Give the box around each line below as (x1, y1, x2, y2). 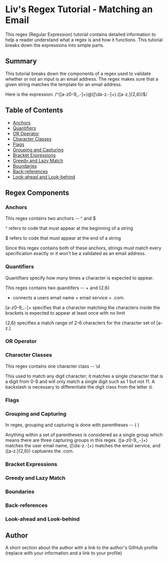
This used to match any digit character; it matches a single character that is (5, 373, 163, 379)
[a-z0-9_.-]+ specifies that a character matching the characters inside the (5, 304, 160, 311)
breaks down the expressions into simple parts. (5, 42, 105, 48)
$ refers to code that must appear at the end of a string (5, 235, 121, 241)
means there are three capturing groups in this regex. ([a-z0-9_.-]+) (5, 437, 148, 443)
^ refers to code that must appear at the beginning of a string (5, 225, 133, 232)
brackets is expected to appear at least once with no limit (5, 310, 126, 316)
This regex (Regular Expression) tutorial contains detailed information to (5, 31, 156, 37)
